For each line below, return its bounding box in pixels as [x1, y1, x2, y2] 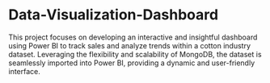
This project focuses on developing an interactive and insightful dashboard [8, 32, 258, 42]
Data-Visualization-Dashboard [8, 6, 219, 24]
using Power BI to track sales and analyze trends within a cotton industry [8, 40, 251, 50]
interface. [8, 66, 40, 76]
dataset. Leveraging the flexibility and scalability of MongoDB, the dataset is [8, 49, 262, 59]
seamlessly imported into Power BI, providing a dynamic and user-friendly [8, 58, 255, 68]
